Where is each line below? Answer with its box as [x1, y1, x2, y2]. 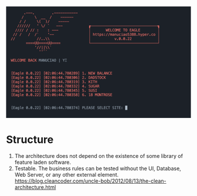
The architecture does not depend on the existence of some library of [14, 153, 184, 160]
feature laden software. [14, 159, 72, 166]
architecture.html [14, 184, 56, 191]
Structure [6, 133, 54, 147]
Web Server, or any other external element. [14, 171, 119, 178]
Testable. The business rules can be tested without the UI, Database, [14, 165, 182, 172]
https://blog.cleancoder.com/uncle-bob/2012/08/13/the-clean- [14, 177, 167, 185]
